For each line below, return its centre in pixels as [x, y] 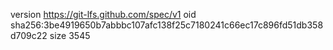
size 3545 [70, 35]
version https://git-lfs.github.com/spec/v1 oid [103, 14]
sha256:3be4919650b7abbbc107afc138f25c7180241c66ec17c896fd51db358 [167, 25]
